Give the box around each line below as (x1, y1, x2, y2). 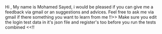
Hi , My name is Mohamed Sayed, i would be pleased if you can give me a (5, 4, 154, 10)
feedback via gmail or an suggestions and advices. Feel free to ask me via (5, 9, 154, 15)
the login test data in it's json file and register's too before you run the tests (5, 19, 156, 25)
